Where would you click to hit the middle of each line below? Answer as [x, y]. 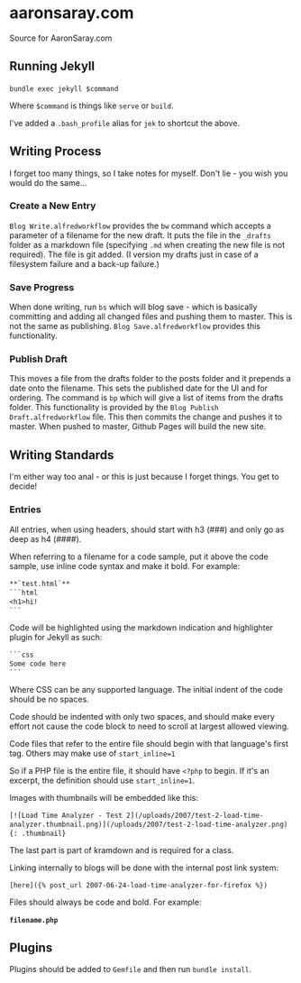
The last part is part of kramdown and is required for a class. [122, 850]
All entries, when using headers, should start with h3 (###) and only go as [147, 529]
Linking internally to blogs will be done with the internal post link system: [144, 868]
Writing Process [55, 152]
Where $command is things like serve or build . [91, 106]
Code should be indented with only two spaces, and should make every [142, 716]
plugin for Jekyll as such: [56, 637]
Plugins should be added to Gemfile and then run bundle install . [131, 969]
